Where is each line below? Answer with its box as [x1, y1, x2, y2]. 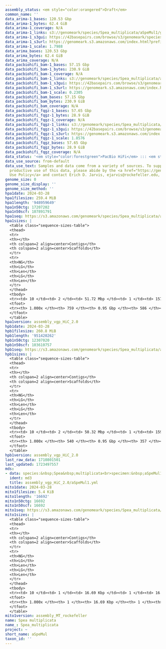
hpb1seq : [5, 347, 23, 352]
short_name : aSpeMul [5, 632, 48, 637]
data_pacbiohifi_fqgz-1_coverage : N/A [5, 117, 85, 122]
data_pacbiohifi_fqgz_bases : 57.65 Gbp [5, 140, 87, 146]
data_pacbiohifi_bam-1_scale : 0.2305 [5, 90, 83, 95]
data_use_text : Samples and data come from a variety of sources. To [5, 163, 152, 168]
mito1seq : [5, 508, 26, 513]
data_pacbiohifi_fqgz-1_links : [5, 122, 70, 127]
